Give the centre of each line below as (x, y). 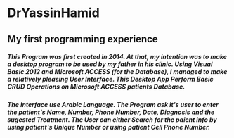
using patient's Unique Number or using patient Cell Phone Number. (109, 127)
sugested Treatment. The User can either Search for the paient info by (112, 119)
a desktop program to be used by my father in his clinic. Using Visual (110, 64)
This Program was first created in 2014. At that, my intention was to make (117, 57)
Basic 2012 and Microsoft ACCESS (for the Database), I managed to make (117, 72)
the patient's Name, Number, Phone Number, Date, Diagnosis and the (111, 112)
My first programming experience (83, 39)
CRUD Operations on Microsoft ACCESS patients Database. (96, 87)
